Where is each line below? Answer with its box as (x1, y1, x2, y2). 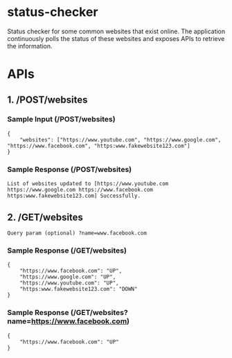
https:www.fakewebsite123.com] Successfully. (7, 192, 141, 200)
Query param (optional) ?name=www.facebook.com (7, 230, 148, 237)
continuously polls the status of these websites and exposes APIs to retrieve (7, 34, 225, 42)
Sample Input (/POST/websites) (7, 114, 116, 124)
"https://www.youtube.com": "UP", (19, 280, 119, 287)
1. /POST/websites (7, 94, 88, 105)
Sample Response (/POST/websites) (7, 164, 132, 174)
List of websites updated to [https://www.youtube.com (7, 180, 169, 187)
